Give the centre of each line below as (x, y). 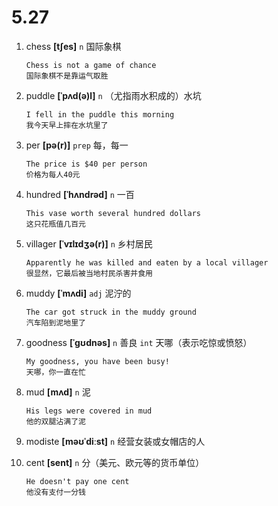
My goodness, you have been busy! (97, 361)
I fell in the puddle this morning (100, 114)
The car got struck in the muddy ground (111, 312)
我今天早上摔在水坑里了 (67, 125)
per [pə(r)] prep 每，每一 (77, 145)
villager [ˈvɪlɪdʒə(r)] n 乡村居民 (89, 243)
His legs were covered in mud (89, 411)
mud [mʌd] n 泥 (58, 392)
